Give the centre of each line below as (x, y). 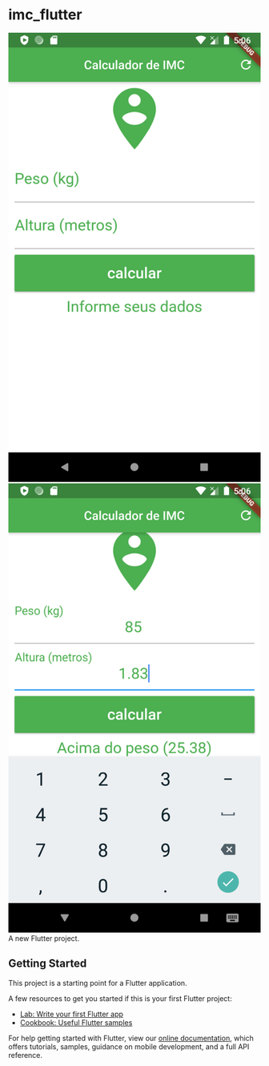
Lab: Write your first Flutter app (72, 1014)
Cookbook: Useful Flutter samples (76, 1022)
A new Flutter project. (44, 938)
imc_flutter (45, 15)
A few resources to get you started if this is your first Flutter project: (120, 998)
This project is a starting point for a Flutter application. (98, 983)
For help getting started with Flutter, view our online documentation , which (131, 1038)
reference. (25, 1055)
